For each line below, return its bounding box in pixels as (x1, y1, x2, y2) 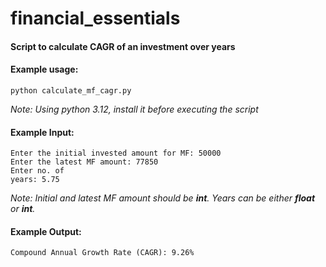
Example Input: (10, 126, 75, 138)
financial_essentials (10, 7, 181, 30)
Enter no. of (10, 166, 65, 176)
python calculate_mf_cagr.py (10, 85, 132, 96)
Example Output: (10, 225, 82, 237)
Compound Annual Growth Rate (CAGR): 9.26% (10, 248, 195, 258)
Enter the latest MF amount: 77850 (10, 157, 159, 167)
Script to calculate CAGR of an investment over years (10, 40, 236, 52)
